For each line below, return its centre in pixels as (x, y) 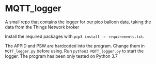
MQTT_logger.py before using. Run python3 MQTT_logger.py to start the (74, 51)
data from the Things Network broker (42, 27)
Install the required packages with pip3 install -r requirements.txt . (75, 36)
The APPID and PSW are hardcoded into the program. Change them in (75, 46)
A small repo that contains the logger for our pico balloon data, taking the (78, 22)
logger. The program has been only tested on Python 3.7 (61, 56)
